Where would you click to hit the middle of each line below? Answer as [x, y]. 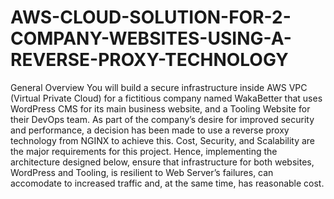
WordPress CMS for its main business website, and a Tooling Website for [160, 108]
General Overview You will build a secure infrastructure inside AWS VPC [159, 87]
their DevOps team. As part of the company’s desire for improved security [162, 119]
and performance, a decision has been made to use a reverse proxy [150, 130]
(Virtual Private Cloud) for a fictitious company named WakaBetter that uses [166, 98]
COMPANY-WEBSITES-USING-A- [151, 38]
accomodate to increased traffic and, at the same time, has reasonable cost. [167, 183]
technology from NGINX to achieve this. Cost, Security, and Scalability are [163, 140]
